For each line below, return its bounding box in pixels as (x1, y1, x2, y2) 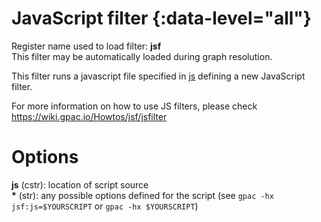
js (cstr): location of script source (11, 178, 149, 191)
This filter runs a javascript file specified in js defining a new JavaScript (11, 70, 306, 82)
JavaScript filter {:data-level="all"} (11, 7, 312, 30)
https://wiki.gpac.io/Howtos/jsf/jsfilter (11, 110, 168, 122)
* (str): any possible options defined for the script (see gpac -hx (11, 189, 274, 201)
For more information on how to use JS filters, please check (11, 100, 258, 112)
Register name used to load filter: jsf (11, 40, 162, 52)
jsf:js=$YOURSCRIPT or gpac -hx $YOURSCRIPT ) (11, 200, 199, 212)
